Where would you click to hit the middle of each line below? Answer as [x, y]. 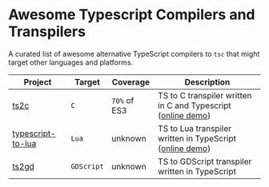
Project [38, 82]
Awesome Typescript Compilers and [132, 15]
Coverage [131, 82]
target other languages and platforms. [71, 62]
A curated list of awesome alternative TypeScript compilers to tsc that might [134, 54]
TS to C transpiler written [205, 95]
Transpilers [47, 32]
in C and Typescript [195, 105]
